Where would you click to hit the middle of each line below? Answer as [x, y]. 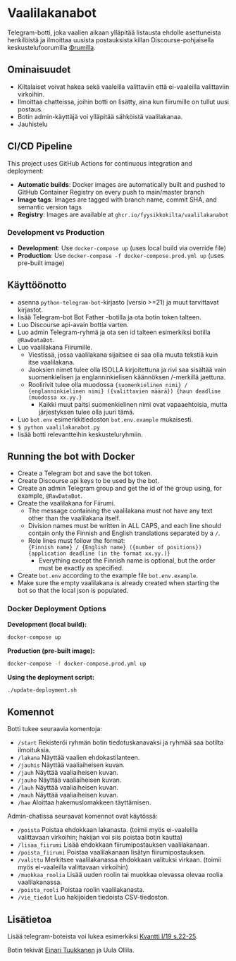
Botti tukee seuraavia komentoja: [55, 729]
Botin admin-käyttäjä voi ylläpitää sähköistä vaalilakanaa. [100, 116]
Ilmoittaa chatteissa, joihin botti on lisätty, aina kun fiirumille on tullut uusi [123, 102]
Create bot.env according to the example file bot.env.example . [108, 575]
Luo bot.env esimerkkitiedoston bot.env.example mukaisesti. [105, 419]
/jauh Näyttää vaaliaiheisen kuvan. [68, 773]
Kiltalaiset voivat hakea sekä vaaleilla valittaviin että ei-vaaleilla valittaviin [123, 87]
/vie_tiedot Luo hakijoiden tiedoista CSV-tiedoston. [93, 898]
